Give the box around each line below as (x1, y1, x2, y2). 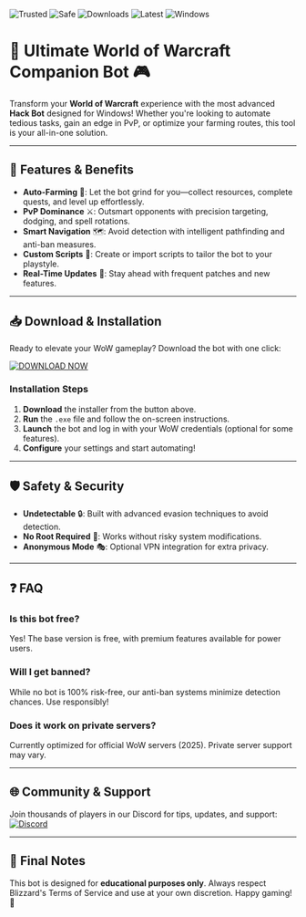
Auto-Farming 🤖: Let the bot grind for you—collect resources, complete (22, 186, 293, 197)
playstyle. (22, 258, 60, 269)
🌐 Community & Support (9, 785, 152, 800)
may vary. (9, 749, 47, 760)
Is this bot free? (9, 612, 80, 625)
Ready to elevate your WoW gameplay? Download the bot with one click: (9, 342, 281, 353)
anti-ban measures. (22, 238, 97, 250)
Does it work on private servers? (9, 719, 157, 732)
